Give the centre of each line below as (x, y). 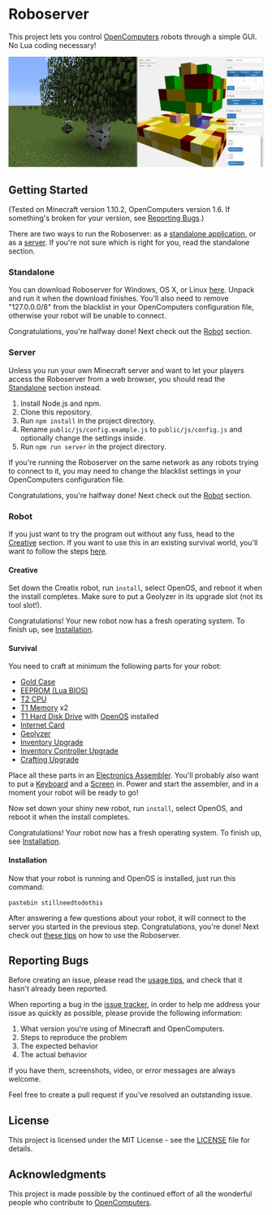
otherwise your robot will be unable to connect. (87, 316)
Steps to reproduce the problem (73, 1038)
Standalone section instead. (55, 388)
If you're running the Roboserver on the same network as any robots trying (134, 462)
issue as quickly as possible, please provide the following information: (125, 1013)
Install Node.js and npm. (60, 403)
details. (21, 1149)
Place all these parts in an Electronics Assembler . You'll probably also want (134, 775)
